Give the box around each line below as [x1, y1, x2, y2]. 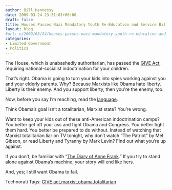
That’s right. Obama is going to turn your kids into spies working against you [5, 75, 166, 81]
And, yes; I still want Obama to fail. [5, 168, 78, 175]
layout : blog [5, 27, 33, 32]
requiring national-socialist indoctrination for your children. [5, 65, 130, 71]
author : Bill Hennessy [5, 7, 54, 13]
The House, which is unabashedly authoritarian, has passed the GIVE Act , [5, 60, 161, 66]
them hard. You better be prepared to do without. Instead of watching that [5, 127, 161, 133]
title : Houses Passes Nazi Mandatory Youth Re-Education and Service [5, 22, 157, 27]
